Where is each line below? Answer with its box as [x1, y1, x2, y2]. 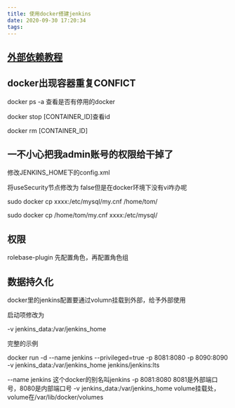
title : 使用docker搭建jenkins [7, 10, 91, 18]
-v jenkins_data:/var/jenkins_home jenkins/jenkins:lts [7, 361, 160, 369]
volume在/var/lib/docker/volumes [7, 393, 104, 402]
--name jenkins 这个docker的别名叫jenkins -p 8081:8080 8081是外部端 [7, 376, 212, 384]
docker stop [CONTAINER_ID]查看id [7, 112, 111, 120]
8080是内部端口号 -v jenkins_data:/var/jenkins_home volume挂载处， [19, 384, 220, 393]
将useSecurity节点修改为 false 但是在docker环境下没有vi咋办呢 [7, 184, 187, 192]
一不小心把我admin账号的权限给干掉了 [7, 148, 174, 160]
